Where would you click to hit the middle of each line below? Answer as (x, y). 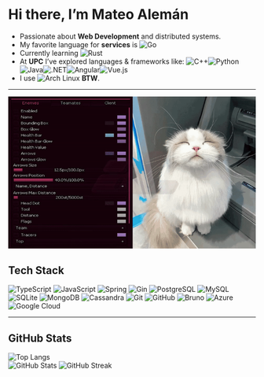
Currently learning (49, 53)
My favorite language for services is (79, 44)
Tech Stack (36, 270)
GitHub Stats (40, 338)
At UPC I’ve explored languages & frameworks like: (102, 61)
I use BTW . (60, 78)
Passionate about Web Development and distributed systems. (120, 36)
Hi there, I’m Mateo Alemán (99, 15)
